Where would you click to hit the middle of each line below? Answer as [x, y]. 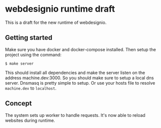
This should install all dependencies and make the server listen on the [75, 73]
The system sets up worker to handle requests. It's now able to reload [75, 115]
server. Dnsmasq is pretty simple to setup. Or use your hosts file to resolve [80, 83]
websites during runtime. [30, 120]
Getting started [29, 38]
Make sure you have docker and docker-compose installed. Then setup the [80, 49]
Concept [19, 103]
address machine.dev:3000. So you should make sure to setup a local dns [80, 78]
